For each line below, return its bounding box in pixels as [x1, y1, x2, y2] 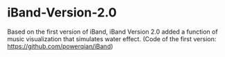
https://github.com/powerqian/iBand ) [7, 42, 113, 50]
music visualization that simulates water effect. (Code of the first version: [7, 34, 217, 43]
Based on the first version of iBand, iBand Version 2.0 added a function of [7, 27, 218, 36]
